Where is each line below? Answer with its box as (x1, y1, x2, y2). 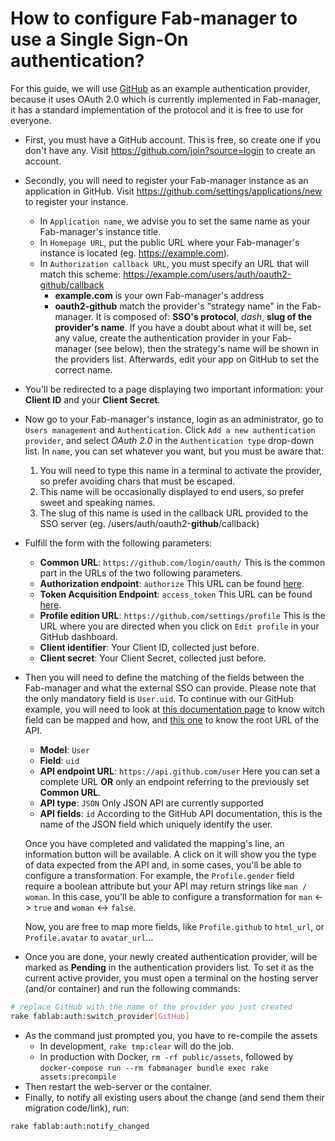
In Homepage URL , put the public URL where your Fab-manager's (39, 236, 300, 248)
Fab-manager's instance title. (39, 225, 162, 237)
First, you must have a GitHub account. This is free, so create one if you (24, 133, 321, 146)
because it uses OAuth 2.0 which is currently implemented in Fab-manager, (10, 93, 322, 105)
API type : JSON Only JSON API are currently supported (39, 797, 264, 809)
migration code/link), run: (24, 1102, 130, 1114)
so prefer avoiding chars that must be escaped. (39, 475, 236, 487)
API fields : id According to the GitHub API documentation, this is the (39, 807, 323, 819)
